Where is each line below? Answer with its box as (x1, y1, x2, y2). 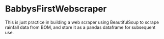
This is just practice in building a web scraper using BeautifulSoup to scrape (5, 19, 159, 25)
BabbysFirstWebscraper (5, 3, 107, 14)
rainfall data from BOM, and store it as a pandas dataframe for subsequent (5, 24, 156, 30)
